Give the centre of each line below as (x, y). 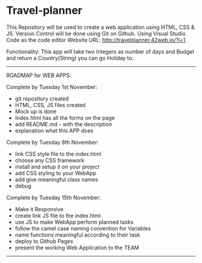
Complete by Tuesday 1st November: (52, 87)
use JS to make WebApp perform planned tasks (74, 222)
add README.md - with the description (63, 124)
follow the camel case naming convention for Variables (83, 228)
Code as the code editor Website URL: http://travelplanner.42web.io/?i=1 (96, 40)
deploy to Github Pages (44, 241)
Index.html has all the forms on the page (65, 117)
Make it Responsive (39, 209)
